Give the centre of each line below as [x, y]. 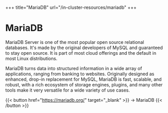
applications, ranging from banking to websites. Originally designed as [80, 74]
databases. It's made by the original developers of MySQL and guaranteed [84, 48]
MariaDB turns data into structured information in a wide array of [74, 68]
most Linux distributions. [31, 58]
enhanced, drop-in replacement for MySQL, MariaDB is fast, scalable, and [83, 79]
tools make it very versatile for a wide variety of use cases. [68, 90]
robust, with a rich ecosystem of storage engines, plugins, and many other [84, 84]
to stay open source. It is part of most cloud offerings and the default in [81, 53]
